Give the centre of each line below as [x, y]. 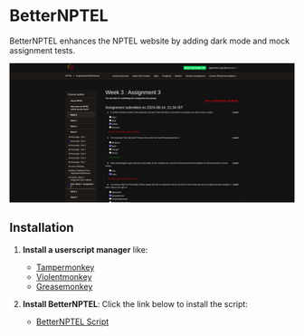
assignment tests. [42, 50]
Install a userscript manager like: [85, 249]
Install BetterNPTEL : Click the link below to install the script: [135, 303]
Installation [42, 228]
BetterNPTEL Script [72, 322]
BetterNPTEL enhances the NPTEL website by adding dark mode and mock [150, 41]
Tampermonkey [65, 267]
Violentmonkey [64, 276]
